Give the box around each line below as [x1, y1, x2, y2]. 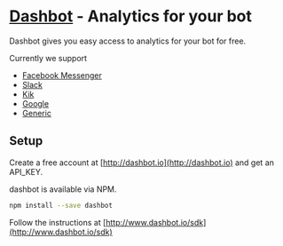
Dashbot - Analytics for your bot [9, 6, 253, 27]
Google [21, 98, 50, 108]
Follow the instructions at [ [9, 217, 106, 227]
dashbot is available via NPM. [9, 184, 117, 194]
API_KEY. [9, 166, 43, 177]
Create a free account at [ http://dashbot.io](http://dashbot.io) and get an [9, 157, 275, 168]
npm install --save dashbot [9, 201, 114, 210]
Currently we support [9, 52, 87, 63]
